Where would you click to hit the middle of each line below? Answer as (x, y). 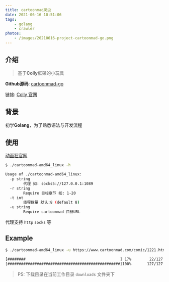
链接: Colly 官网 (21, 95)
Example (19, 238)
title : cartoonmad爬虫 (28, 10)
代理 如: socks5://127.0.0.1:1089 (58, 183)
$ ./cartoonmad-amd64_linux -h (38, 165)
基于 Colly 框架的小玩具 (41, 73)
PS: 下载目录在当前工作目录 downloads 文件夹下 (66, 274)
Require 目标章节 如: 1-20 (50, 193)
